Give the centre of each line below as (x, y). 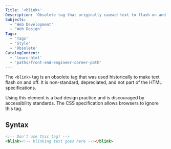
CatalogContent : (23, 53)
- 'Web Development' (32, 24)
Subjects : (16, 19)
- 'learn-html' (26, 58)
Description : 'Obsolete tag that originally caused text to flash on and (86, 15)
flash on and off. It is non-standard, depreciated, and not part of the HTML (84, 82)
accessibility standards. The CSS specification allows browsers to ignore (82, 103)
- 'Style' (20, 44)
